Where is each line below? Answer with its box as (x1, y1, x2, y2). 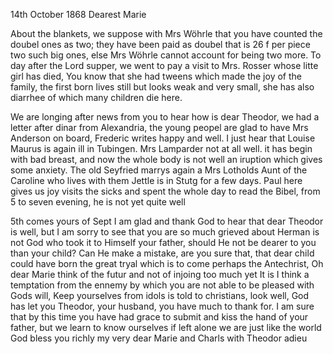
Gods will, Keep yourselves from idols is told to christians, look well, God (10, 290, 310, 301)
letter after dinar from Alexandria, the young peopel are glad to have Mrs (10, 122, 309, 133)
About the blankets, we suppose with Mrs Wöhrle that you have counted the (10, 28, 323, 39)
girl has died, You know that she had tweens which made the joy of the (10, 70, 302, 82)
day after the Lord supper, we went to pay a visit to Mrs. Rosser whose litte (10, 60, 319, 71)
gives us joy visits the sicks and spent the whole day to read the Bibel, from (10, 185, 321, 197)
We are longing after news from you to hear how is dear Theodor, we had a (10, 111, 320, 123)
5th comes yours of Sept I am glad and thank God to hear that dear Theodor (10, 215, 324, 227)
